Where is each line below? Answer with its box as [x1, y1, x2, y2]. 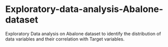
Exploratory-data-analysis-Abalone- [5, 3, 163, 15]
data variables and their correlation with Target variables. [5, 36, 125, 42]
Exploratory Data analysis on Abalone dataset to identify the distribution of [5, 30, 161, 36]
